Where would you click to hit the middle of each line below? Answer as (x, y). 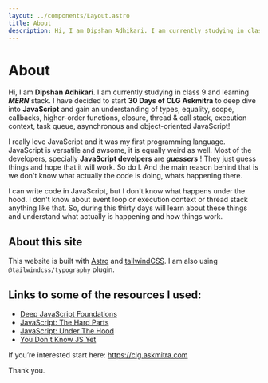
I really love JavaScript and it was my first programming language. (117, 142)
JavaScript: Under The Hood (67, 331)
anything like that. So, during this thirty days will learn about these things (128, 208)
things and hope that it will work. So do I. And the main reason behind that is (134, 167)
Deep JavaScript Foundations (69, 313)
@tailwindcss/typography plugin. (62, 269)
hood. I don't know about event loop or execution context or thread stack (128, 200)
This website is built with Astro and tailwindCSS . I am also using (113, 261)
